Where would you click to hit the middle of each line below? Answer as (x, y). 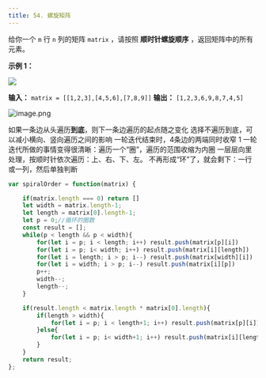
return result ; (47, 359)
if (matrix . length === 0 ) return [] (81, 198)
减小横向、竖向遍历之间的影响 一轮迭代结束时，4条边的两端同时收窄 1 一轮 (136, 139)
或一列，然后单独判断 (43, 169)
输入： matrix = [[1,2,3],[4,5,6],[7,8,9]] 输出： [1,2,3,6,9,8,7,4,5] (126, 97)
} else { (47, 330)
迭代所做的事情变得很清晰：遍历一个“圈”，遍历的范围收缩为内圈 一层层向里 (130, 149)
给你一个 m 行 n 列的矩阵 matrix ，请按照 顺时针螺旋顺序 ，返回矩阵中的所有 (131, 39)
